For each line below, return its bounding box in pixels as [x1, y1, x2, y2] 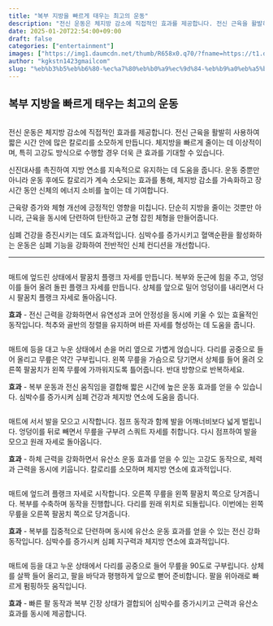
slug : [8, 65, 27, 73]
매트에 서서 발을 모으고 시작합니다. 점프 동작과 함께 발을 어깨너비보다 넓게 [8, 416, 240, 426]
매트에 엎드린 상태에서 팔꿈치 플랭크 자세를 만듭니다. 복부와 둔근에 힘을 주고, [8, 272, 249, 281]
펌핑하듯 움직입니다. [23, 580, 87, 590]
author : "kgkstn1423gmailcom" [8, 58, 111, 66]
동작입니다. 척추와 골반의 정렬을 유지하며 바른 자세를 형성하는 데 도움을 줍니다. [8, 320, 256, 329]
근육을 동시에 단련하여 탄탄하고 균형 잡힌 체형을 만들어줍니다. [25, 212, 219, 222]
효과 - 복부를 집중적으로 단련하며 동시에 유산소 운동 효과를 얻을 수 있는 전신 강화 [8, 526, 261, 536]
